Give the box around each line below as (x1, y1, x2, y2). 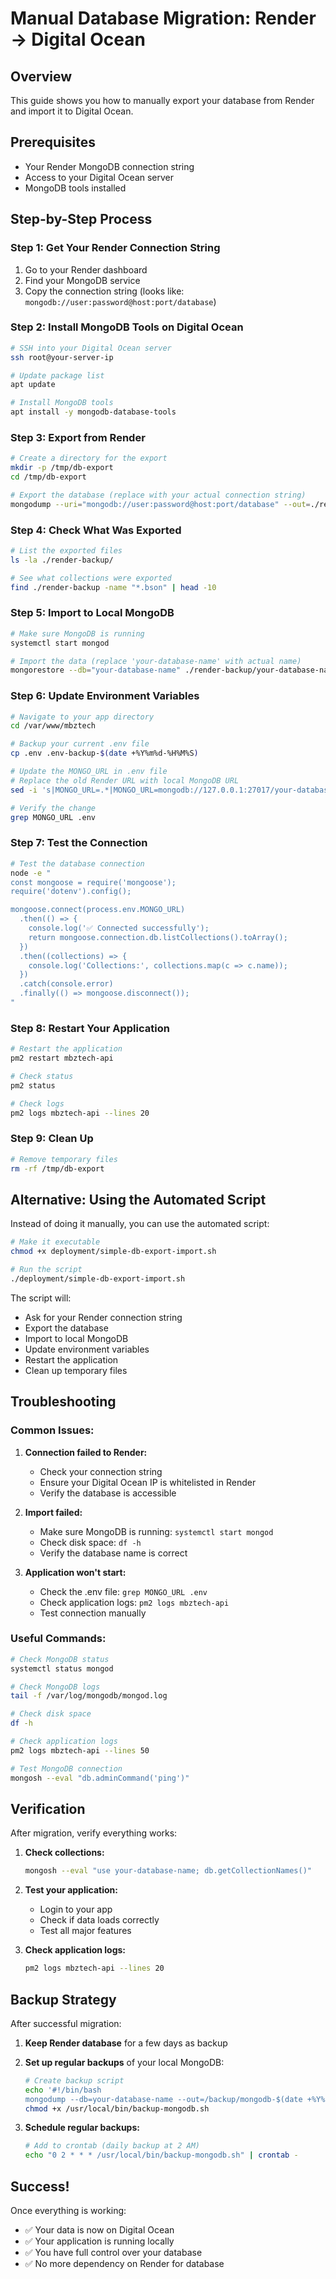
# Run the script (10, 1265, 83, 1275)
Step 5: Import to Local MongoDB (10, 606, 175, 620)
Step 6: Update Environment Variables (10, 689, 200, 703)
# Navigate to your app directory (10, 712, 155, 722)
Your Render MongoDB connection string (24, 160, 195, 172)
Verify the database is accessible (39, 1487, 177, 1499)
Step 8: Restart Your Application (10, 1021, 170, 1035)
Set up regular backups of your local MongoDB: (24, 2056, 225, 2068)
